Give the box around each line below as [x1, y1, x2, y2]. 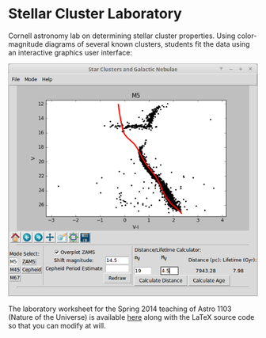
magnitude [8, 39, 44, 48]
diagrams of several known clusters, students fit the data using [44, 39, 250, 48]
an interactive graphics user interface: [8, 47, 133, 57]
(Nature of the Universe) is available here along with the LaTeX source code [8, 312, 255, 321]
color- [237, 31, 257, 40]
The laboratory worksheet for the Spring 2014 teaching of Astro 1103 [8, 304, 232, 313]
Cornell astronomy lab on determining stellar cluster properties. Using [8, 31, 236, 40]
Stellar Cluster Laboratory [8, 5, 182, 23]
